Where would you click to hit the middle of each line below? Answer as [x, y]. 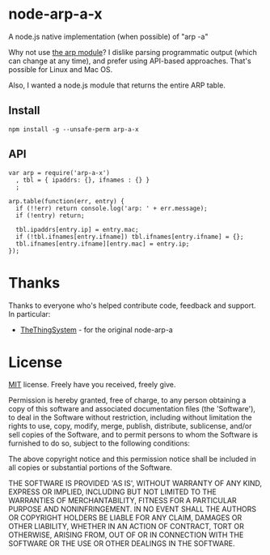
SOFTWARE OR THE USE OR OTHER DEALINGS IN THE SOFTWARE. [122, 544]
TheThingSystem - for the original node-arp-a [97, 330]
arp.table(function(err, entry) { [67, 201]
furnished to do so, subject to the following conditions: [99, 443]
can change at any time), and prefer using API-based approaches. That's [130, 61]
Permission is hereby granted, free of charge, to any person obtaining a [127, 400]
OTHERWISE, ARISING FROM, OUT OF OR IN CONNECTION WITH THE [126, 535]
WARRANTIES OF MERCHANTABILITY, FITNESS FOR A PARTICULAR [122, 501]
